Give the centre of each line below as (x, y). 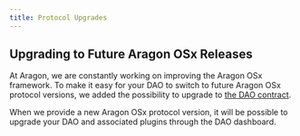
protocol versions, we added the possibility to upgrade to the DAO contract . (150, 95)
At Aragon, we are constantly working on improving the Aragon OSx (136, 76)
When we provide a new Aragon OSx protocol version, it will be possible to (149, 113)
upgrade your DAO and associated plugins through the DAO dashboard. (143, 122)
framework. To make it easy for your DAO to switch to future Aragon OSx (145, 86)
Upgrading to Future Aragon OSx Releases (131, 54)
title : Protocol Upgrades (58, 18)
